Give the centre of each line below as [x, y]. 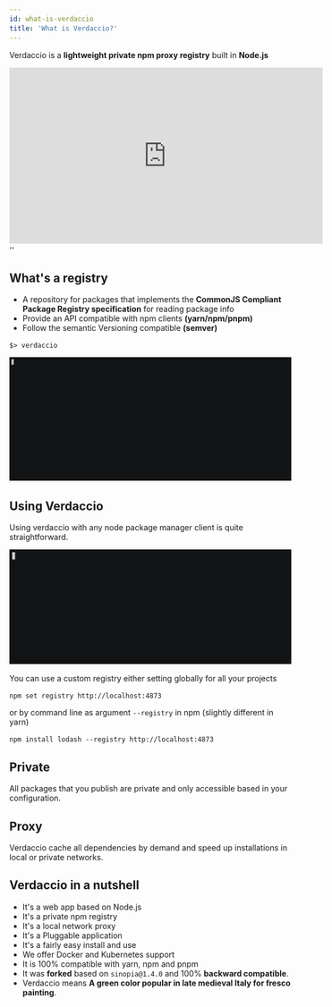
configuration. [35, 798]
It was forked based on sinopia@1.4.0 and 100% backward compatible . [155, 973]
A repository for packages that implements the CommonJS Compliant [152, 300]
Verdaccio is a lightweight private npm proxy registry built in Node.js [139, 55]
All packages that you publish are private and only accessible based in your [149, 789]
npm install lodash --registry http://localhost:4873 [112, 740]
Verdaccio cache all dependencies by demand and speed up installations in [149, 847]
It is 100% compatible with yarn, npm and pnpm [110, 964]
